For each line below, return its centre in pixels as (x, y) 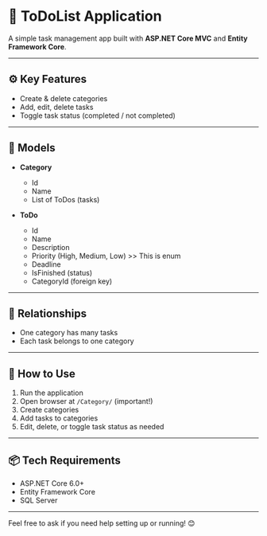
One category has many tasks (69, 333)
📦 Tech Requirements (65, 460)
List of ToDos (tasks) (66, 199)
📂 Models (32, 148)
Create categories (49, 410)
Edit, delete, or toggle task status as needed (92, 427)
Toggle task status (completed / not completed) (98, 115)
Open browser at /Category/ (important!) (86, 401)
